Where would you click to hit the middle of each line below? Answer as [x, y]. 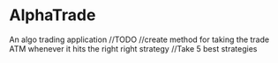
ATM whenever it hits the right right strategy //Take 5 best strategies [133, 48]
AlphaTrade [53, 15]
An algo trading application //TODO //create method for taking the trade [139, 39]
